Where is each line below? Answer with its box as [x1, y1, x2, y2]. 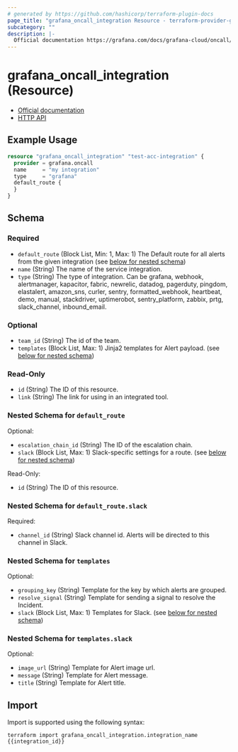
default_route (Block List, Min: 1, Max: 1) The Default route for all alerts [17, 249, 225, 258]
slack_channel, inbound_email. [17, 303, 107, 311]
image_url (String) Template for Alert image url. [17, 663, 156, 672]
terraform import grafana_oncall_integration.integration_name [7, 732, 198, 739]
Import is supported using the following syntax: [7, 718, 145, 726]
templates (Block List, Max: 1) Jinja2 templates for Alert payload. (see [17, 344, 220, 352]
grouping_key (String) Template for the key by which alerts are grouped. [17, 586, 227, 594]
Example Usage [7, 134, 78, 146]
